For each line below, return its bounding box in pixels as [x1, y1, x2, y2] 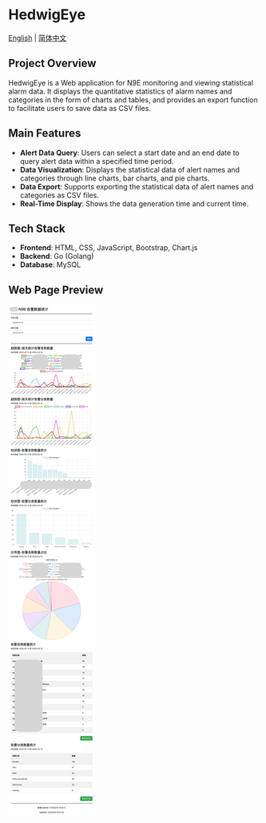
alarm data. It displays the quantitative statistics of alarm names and [8, 86, 232, 96]
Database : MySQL [19, 260, 81, 269]
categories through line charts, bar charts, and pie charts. [19, 173, 210, 183]
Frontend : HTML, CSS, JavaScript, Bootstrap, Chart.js [19, 243, 198, 252]
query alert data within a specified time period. [19, 156, 174, 165]
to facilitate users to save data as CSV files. [8, 103, 152, 113]
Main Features [8, 126, 81, 141]
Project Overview [8, 57, 97, 70]
